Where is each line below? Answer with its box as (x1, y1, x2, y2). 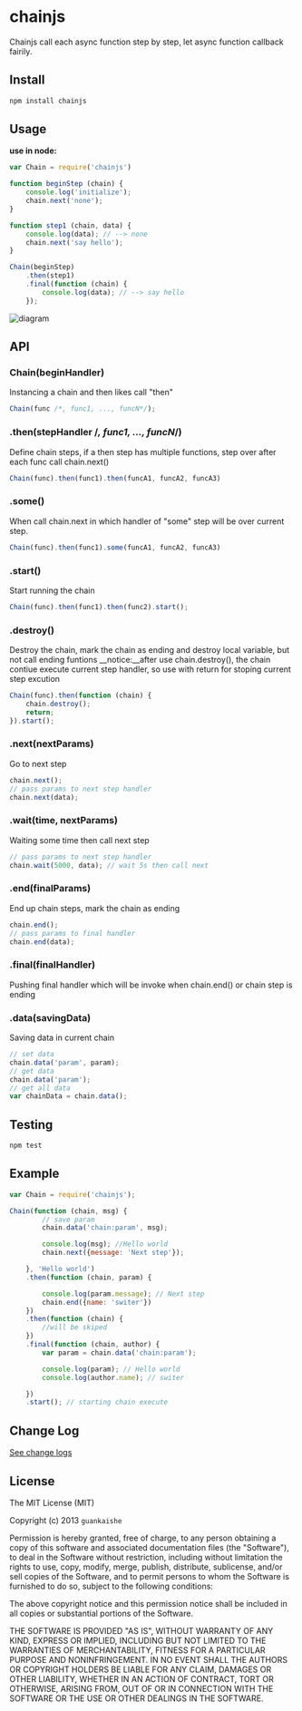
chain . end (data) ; (9, 937, 75, 947)
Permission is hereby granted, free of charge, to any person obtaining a (9, 1532, 277, 1543)
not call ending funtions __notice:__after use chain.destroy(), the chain (9, 655, 271, 666)
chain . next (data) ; (9, 792, 79, 802)
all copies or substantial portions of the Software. (9, 1608, 193, 1619)
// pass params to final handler (9, 928, 136, 938)
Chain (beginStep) (9, 263, 75, 272)
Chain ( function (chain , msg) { (9, 1206, 128, 1216)
